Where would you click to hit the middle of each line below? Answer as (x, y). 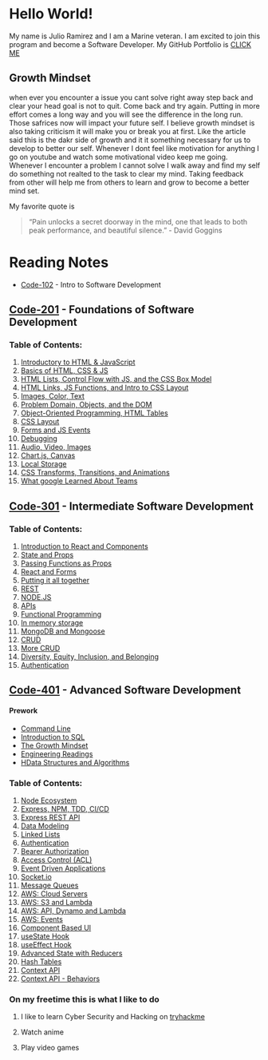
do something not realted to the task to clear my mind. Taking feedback (126, 173)
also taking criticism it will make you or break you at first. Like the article (128, 131)
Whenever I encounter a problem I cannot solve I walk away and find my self (135, 165)
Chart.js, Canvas (48, 455)
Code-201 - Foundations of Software (102, 310)
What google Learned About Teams (79, 481)
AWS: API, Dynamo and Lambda (73, 911)
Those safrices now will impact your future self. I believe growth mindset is (132, 123)
